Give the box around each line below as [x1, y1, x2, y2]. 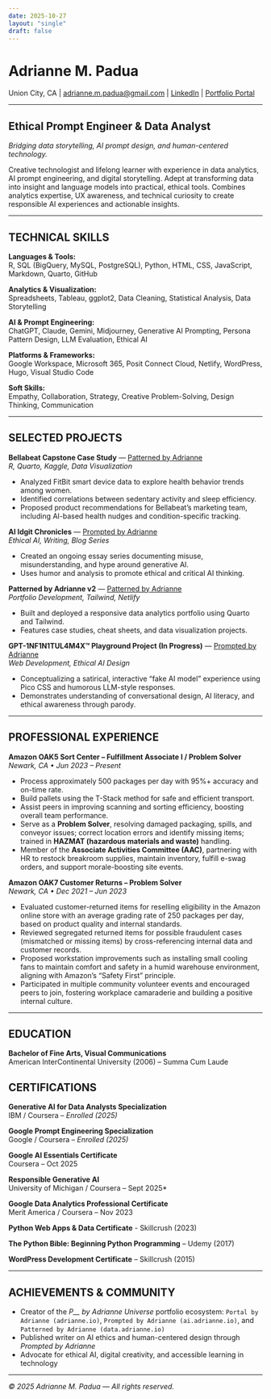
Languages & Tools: [8, 251, 77, 261]
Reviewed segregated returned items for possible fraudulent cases [19, 927, 242, 937]
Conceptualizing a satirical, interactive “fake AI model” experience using [19, 674, 261, 683]
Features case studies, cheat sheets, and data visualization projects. [19, 625, 248, 635]
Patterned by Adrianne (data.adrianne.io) [19, 1325, 165, 1334]
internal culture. [19, 996, 73, 1006]
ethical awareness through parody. [19, 699, 136, 709]
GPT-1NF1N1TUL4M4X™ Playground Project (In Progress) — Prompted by [8, 641, 256, 650]
